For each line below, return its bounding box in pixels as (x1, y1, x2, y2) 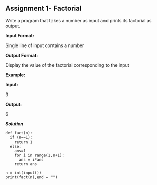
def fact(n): (5, 130, 33, 135)
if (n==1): (10, 135, 33, 140)
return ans (14, 161, 37, 166)
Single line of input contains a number (5, 42, 84, 49)
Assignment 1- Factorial (5, 4, 82, 13)
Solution (5, 121, 24, 127)
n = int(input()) (5, 170, 42, 175)
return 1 (14, 139, 33, 145)
